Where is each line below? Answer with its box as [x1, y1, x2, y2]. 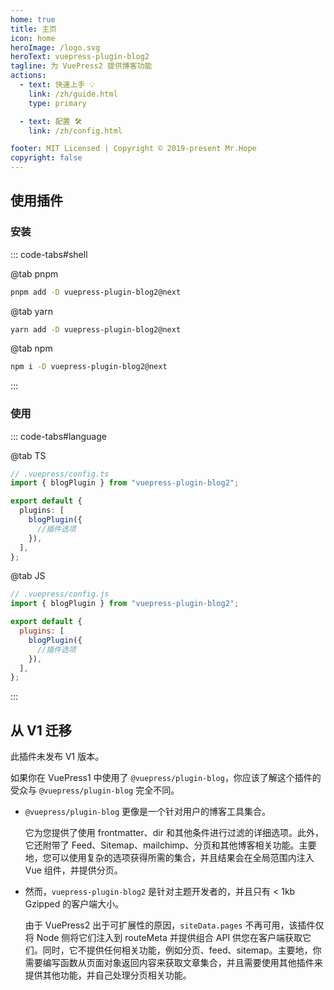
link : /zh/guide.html [28, 89, 118, 99]
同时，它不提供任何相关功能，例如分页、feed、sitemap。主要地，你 [42, 944, 322, 956]
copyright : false [10, 153, 83, 163]
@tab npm [10, 342, 53, 355]
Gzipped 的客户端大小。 [24, 898, 125, 910]
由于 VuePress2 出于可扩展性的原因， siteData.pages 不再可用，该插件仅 [24, 919, 325, 931]
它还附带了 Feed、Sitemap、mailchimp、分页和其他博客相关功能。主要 [24, 839, 317, 851]
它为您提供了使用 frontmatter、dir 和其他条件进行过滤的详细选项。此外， [24, 827, 324, 839]
